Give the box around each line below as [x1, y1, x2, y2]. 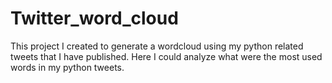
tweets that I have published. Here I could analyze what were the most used [10, 50, 323, 62]
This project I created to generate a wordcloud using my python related [10, 40, 304, 52]
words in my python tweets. [10, 61, 125, 73]
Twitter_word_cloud [10, 7, 179, 30]
